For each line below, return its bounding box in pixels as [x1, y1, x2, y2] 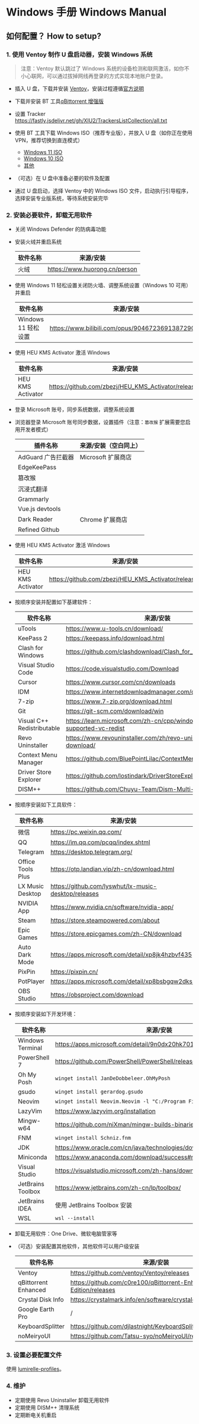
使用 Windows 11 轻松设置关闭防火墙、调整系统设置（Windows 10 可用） [14, 282, 191, 289]
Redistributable [17, 724, 60, 732]
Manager [17, 758, 43, 767]
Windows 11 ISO [23, 148, 63, 155]
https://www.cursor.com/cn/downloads [66, 678, 176, 686]
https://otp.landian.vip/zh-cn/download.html [50, 865, 175, 873]
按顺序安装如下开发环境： [14, 1011, 78, 1018]
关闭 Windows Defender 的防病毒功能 [14, 225, 107, 233]
